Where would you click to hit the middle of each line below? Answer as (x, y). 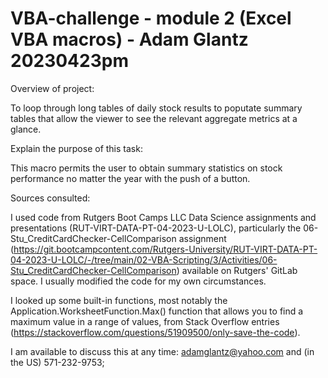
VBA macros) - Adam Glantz (129, 39)
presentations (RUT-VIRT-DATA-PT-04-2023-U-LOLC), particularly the (156, 228)
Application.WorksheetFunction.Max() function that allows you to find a (157, 311)
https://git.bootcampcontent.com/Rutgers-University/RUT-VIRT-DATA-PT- (165, 249)
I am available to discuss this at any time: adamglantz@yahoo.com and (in (162, 351)
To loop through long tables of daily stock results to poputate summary (156, 108)
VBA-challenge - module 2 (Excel (151, 18)
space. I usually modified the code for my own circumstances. (138, 281)
